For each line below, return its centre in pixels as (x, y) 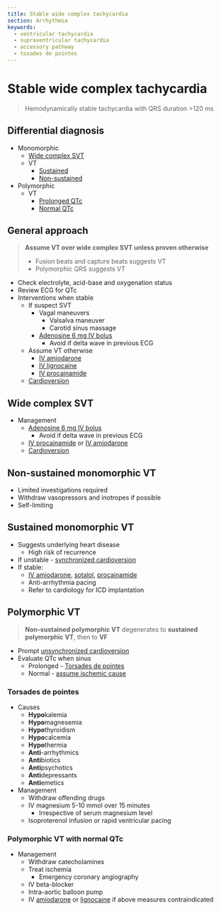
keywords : (22, 27)
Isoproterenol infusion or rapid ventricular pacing (100, 820)
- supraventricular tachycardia (62, 41)
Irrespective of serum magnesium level (96, 813)
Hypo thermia (47, 745)
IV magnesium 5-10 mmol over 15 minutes (89, 805)
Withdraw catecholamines (66, 862)
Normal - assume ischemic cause (77, 673)
